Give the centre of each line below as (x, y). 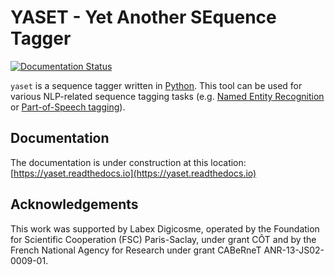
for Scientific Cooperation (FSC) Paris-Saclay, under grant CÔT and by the (163, 239)
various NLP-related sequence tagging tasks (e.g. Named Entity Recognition (167, 96)
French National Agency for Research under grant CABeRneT (136, 250)
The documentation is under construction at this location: (128, 162)
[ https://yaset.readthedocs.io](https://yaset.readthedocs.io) (133, 173)
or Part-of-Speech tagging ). (68, 107)
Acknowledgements (74, 204)
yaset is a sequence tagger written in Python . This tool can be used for (156, 85)
